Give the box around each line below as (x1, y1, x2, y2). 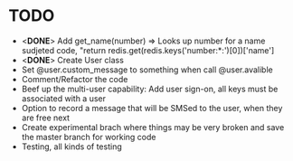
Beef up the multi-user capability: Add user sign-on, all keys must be (21, 83, 279, 94)
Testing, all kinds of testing (21, 141, 123, 152)
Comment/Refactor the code (21, 73, 128, 84)
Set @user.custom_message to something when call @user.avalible (21, 64, 273, 75)
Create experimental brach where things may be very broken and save (21, 121, 285, 132)
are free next (21, 112, 70, 123)
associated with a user (21, 92, 106, 104)
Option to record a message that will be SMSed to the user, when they (21, 102, 283, 113)
